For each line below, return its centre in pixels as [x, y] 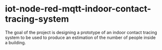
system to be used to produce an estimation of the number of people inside [81, 37]
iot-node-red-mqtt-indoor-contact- [78, 9]
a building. [16, 42]
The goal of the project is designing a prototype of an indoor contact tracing [81, 32]
